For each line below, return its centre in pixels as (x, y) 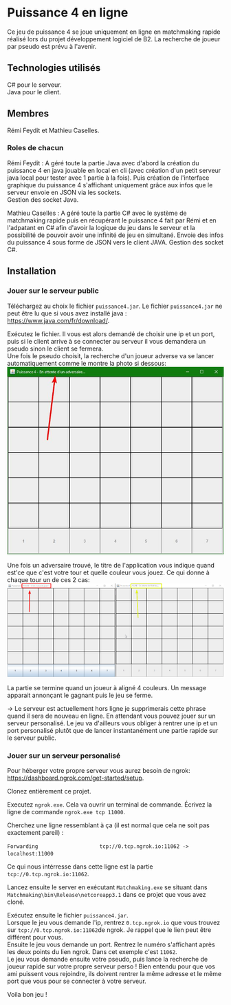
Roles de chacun (35, 148)
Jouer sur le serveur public (53, 291)
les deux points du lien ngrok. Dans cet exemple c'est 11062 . (92, 952)
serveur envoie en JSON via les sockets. (64, 192)
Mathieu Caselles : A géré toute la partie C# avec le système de (97, 213)
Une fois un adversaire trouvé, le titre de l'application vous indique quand (111, 566)
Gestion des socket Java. (43, 199)
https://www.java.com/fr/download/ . (58, 320)
